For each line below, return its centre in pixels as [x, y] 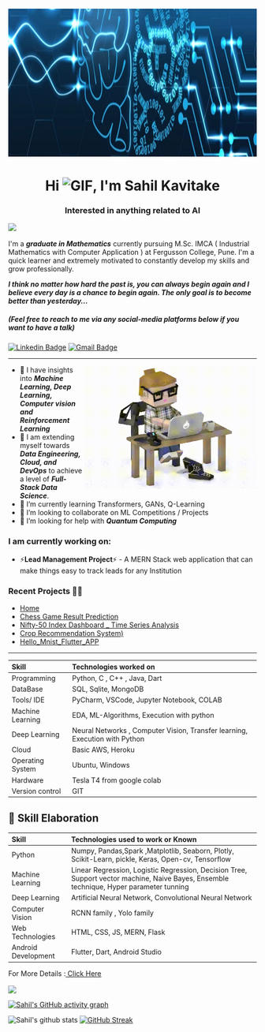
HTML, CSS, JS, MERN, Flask [118, 933]
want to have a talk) [41, 327]
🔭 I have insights [46, 370]
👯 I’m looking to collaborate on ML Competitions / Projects [114, 513]
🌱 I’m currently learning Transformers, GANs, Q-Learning [112, 504]
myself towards [45, 446]
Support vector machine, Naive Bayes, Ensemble [150, 879]
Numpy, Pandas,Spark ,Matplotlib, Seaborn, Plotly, [152, 851]
